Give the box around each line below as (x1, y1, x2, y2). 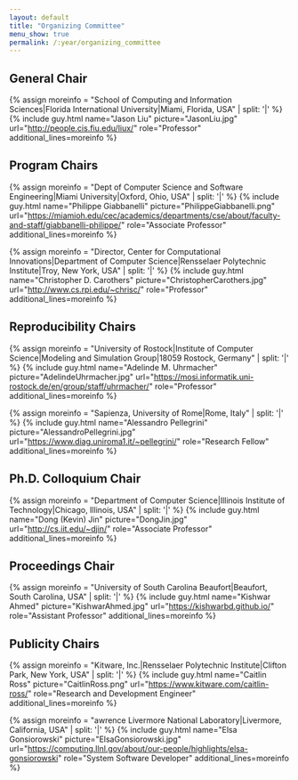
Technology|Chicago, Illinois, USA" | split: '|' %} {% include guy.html (9, 504, 260, 515)
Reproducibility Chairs (9, 320, 136, 335)
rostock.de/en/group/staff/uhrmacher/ (9, 380, 149, 392)
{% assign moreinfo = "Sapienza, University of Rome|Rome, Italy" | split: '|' (9, 407, 284, 418)
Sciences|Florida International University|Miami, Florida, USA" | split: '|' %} (9, 104, 283, 115)
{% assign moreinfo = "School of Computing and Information (9, 94, 233, 105)
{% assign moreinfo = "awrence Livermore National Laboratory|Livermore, (9, 715, 282, 726)
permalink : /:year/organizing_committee (9, 37, 162, 47)
